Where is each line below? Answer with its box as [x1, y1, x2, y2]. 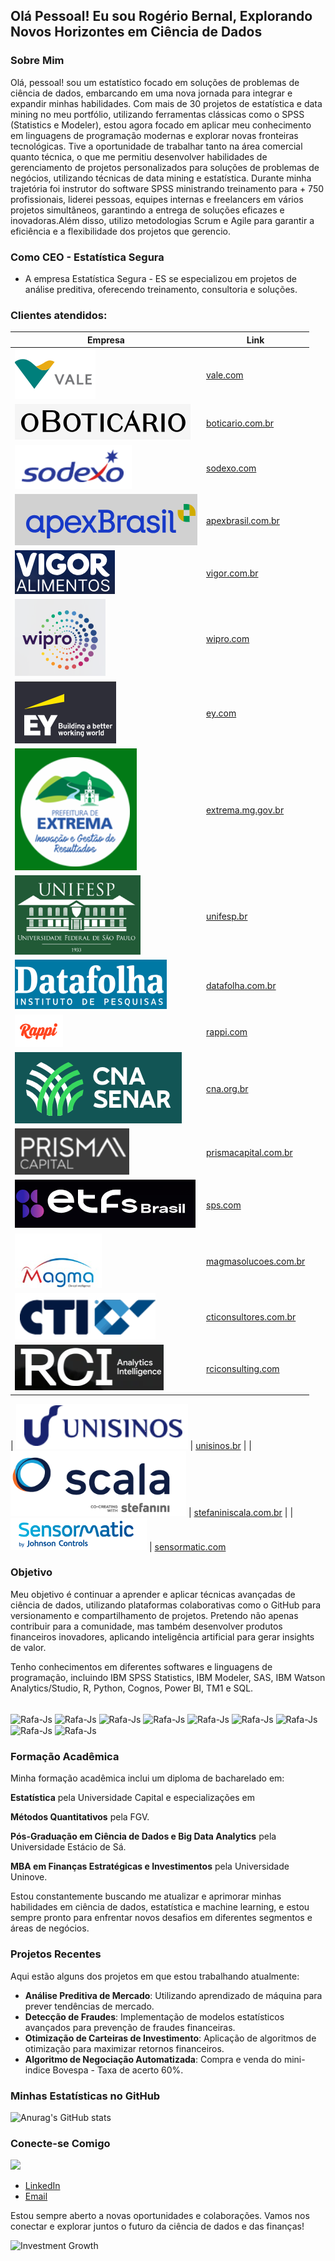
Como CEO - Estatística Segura [10, 250, 165, 264]
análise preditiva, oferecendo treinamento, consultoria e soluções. [24, 283, 298, 295]
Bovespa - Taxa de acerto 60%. [52, 2064, 184, 2076]
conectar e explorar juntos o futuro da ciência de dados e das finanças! [10, 2220, 305, 2233]
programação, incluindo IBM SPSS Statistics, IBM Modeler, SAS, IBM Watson [10, 1671, 326, 1683]
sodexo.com [206, 462, 257, 474]
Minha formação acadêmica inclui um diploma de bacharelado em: [10, 1772, 285, 1784]
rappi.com [206, 1025, 248, 1038]
